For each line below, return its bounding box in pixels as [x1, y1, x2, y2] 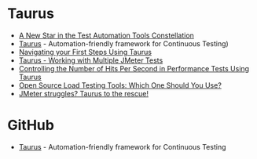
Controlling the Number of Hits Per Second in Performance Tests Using [18, 63, 249, 73]
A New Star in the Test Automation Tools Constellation [18, 31, 194, 40]
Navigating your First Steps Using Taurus [18, 47, 152, 56]
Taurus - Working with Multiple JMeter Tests [18, 56, 163, 65]
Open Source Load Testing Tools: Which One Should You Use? [18, 80, 222, 90]
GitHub [7, 117, 54, 134]
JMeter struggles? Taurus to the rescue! [18, 89, 149, 98]
